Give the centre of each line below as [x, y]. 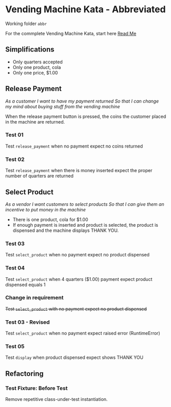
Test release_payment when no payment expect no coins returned [74, 146]
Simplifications [30, 50]
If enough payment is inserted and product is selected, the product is [85, 225]
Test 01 [15, 135]
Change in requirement [34, 298]
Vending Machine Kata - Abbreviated [86, 9]
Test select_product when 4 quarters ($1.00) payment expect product [79, 279]
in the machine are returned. [35, 122]
